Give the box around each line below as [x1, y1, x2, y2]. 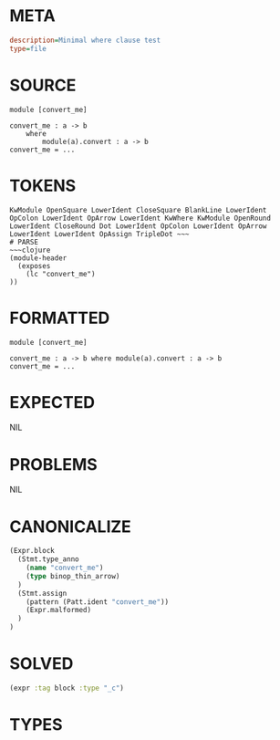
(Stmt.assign [17, 589, 67, 598]
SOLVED [9, 653, 74, 674]
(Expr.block [9, 547, 55, 556]
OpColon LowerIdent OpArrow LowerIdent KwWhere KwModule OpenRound [9, 214, 272, 223]
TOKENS [9, 175, 77, 196]
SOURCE [9, 75, 77, 96]
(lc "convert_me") [26, 269, 96, 278]
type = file [9, 44, 47, 53]
